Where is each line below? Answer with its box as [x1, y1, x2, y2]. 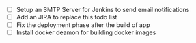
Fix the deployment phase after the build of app [16, 21, 151, 29]
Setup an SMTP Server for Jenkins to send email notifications [16, 6, 190, 13]
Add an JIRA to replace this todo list [16, 13, 117, 21]
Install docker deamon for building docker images [16, 28, 156, 36]
